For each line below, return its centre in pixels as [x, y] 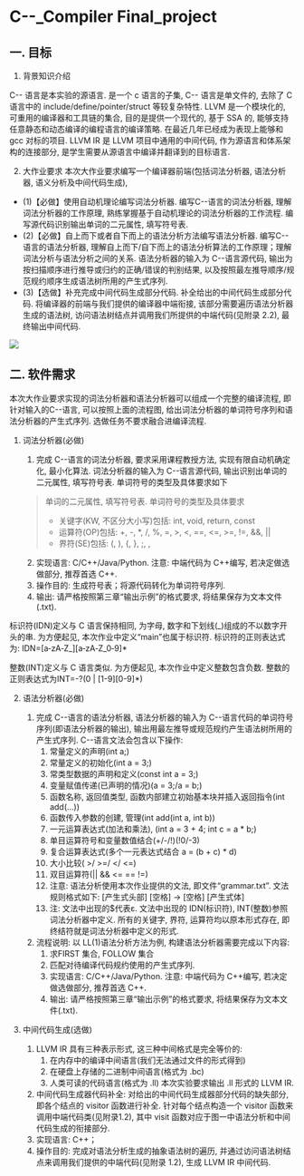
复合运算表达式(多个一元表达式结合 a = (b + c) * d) [143, 851]
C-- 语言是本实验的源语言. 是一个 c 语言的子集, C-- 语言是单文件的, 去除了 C [151, 95]
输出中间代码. [56, 326]
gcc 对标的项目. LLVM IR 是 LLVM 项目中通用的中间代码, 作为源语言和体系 [146, 141]
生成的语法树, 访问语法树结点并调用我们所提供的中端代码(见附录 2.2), [151, 315]
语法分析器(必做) [53, 698]
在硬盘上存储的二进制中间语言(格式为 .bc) [127, 1071]
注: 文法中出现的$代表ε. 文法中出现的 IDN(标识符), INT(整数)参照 [168, 908]
